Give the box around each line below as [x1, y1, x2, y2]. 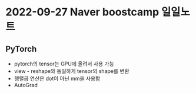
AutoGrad [14, 82, 38, 88]
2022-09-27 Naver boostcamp [5, 5, 160, 19]
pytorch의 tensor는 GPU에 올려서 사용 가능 [14, 60, 114, 67]
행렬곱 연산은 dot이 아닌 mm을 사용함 [14, 75, 101, 82]
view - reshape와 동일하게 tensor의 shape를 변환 [14, 68, 130, 74]
